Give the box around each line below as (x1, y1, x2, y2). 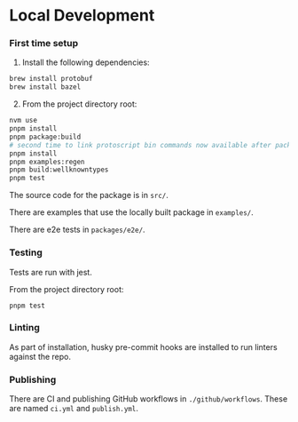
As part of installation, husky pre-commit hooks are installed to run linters (9, 341, 278, 352)
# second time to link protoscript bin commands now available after (9, 140, 272, 149)
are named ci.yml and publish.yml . (9, 403, 139, 414)
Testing (9, 246, 43, 259)
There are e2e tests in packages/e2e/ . (9, 224, 145, 235)
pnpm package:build (9, 132, 82, 141)
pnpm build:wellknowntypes (9, 165, 109, 174)
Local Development (9, 5, 155, 26)
